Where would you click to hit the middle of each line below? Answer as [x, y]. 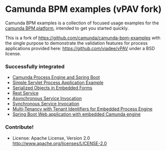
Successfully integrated [35, 67]
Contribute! [19, 127]
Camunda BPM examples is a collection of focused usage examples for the [82, 23]
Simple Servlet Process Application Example [58, 82]
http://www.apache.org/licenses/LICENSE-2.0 [60, 143]
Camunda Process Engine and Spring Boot [56, 77]
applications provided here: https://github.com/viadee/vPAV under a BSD [80, 48]
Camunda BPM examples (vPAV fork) [83, 9]
